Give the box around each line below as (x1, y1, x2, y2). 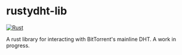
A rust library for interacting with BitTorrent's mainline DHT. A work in (6, 35, 177, 42)
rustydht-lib (6, 4, 67, 18)
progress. (6, 42, 30, 49)
